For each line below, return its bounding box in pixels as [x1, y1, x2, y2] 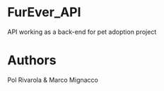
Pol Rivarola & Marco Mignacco [7, 75, 99, 84]
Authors [7, 52, 57, 68]
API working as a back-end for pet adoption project [7, 28, 157, 36]
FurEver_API [7, 4, 81, 20]
